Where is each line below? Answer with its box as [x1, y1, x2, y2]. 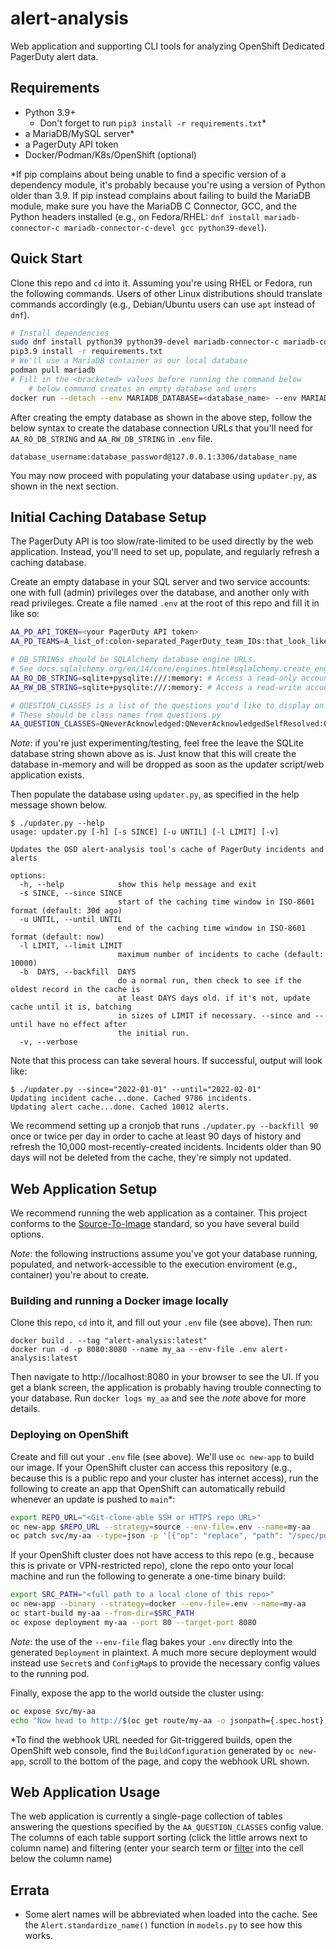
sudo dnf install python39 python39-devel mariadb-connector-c [10, 337, 280, 347]
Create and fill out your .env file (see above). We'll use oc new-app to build [10, 1450, 315, 1462]
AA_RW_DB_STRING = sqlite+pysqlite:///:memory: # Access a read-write [10, 682, 302, 692]
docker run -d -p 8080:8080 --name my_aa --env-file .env [10, 1345, 257, 1355]
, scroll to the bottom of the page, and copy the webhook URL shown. [23, 1755, 310, 1767]
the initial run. [117, 1028, 190, 1039]
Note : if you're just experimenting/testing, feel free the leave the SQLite [10, 737, 304, 749]
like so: [10, 608, 40, 620]
